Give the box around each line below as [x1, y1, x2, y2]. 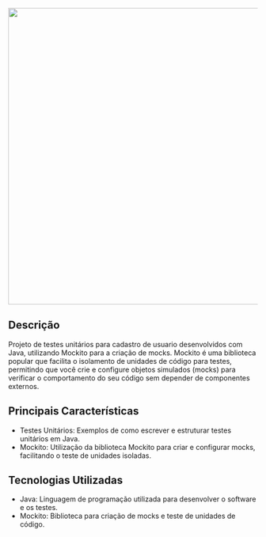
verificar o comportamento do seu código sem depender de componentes [8, 372, 251, 383]
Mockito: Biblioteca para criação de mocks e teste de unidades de [19, 511, 236, 521]
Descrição [8, 319, 60, 332]
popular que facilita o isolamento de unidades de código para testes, [8, 356, 232, 365]
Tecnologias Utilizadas [8, 474, 123, 487]
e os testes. [19, 503, 58, 512]
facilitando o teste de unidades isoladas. [19, 451, 152, 460]
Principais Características [8, 404, 139, 418]
